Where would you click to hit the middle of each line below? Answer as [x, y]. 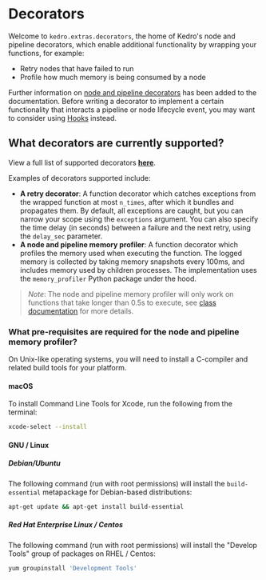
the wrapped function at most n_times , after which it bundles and [127, 202]
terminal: [23, 412]
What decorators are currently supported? [116, 144]
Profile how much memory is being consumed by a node [113, 77]
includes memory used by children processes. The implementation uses [138, 270]
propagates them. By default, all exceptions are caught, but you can [131, 210]
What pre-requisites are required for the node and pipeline [124, 331]
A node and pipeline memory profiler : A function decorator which [129, 244]
